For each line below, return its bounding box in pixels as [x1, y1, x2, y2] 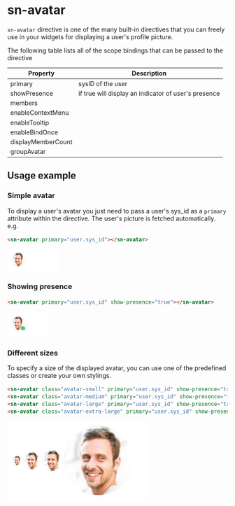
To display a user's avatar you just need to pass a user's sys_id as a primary [7, 206, 227, 215]
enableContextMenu [10, 108, 69, 117]
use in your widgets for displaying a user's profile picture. [7, 32, 173, 41]
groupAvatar [10, 148, 46, 156]
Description [131, 69, 166, 78]
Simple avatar [7, 191, 56, 201]
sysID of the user [78, 79, 128, 87]
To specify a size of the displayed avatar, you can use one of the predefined [7, 363, 227, 372]
